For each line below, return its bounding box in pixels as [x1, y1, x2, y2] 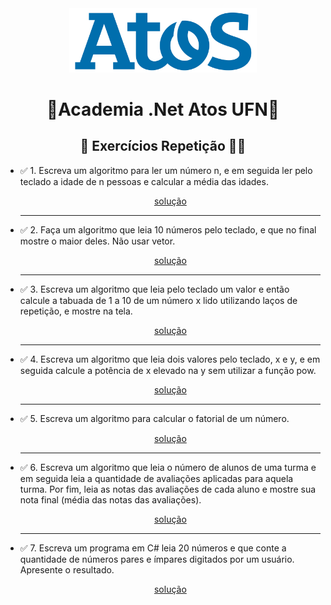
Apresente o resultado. [19, 563, 115, 576]
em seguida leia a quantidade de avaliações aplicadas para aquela [19, 472, 294, 484]
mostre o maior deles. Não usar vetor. [19, 235, 176, 247]
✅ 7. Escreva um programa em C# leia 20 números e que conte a [19, 542, 287, 554]
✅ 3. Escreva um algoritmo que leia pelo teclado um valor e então [19, 283, 290, 295]
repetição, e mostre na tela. [19, 305, 133, 317]
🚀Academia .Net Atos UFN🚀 [46, 98, 280, 121]
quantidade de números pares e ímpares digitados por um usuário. [19, 553, 295, 565]
